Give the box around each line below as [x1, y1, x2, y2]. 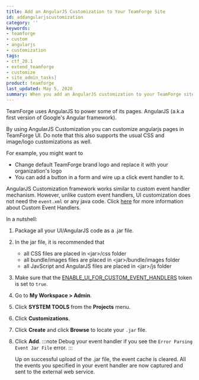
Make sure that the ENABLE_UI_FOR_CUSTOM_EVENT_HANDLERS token [14, 274, 192, 281]
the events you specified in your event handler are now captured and [14, 362, 184, 369]
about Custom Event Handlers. [6, 204, 81, 211]
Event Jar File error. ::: [14, 344, 73, 351]
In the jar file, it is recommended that [14, 238, 105, 245]
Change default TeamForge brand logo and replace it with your [14, 161, 169, 168]
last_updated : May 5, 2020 [6, 86, 73, 92]
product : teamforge [6, 81, 54, 87]
